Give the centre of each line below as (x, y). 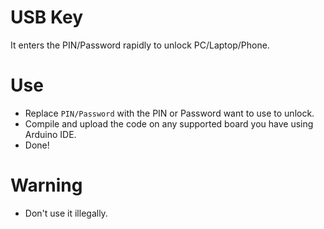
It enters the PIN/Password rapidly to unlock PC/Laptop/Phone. (140, 45)
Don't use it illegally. (66, 213)
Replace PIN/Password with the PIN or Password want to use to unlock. (169, 113)
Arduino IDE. (50, 134)
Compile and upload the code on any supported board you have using (169, 123)
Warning (46, 185)
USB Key (47, 17)
